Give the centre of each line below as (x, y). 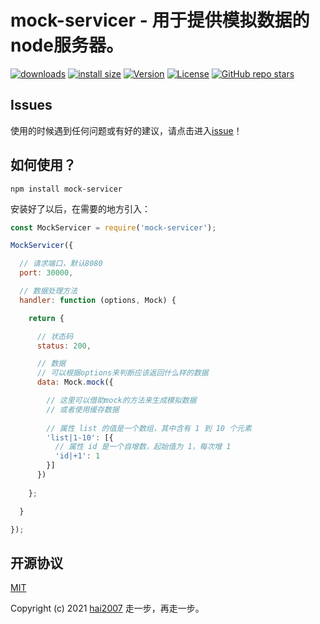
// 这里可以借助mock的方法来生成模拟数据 (121, 401)
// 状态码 (55, 336)
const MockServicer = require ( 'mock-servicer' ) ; (113, 227)
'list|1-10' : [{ (80, 437)
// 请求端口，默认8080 (61, 264)
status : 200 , (64, 346)
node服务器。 (67, 45)
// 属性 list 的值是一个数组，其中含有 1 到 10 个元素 (149, 428)
